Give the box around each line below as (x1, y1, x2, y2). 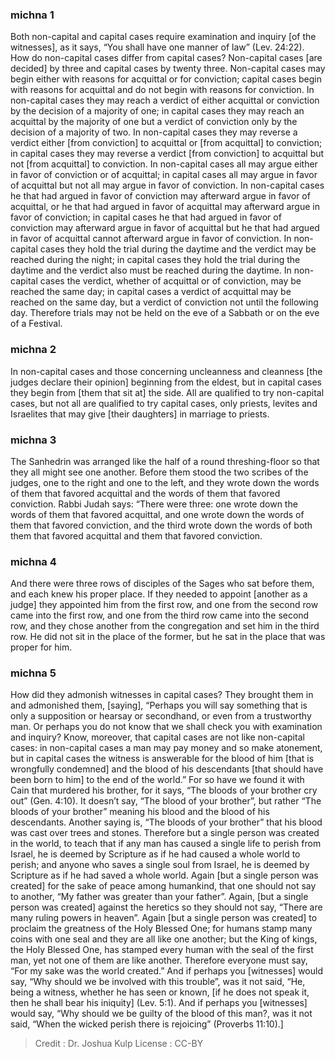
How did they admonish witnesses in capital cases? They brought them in (10, 689, 314, 701)
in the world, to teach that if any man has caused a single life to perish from (10, 838, 322, 850)
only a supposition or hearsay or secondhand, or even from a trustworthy (10, 710, 312, 722)
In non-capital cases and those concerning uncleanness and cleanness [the (10, 365, 323, 377)
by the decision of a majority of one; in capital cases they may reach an (10, 105, 305, 117)
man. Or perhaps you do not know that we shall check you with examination (10, 721, 323, 733)
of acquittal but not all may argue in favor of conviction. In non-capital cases (10, 179, 325, 192)
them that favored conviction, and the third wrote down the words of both (10, 519, 313, 531)
